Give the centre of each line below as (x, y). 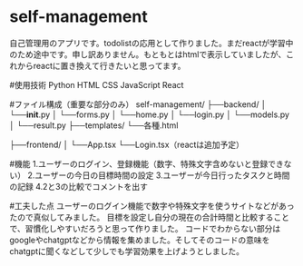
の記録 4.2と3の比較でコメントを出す (78, 186)
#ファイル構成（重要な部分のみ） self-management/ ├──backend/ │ (138, 104)
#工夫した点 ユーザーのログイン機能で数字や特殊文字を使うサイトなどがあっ (152, 205)
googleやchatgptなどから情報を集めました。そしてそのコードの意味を (140, 240)
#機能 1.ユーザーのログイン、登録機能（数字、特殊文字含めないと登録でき (147, 163)
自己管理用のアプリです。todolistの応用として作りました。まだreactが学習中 (151, 43)
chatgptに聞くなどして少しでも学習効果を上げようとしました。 (127, 251)
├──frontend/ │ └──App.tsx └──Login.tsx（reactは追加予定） (127, 144)
